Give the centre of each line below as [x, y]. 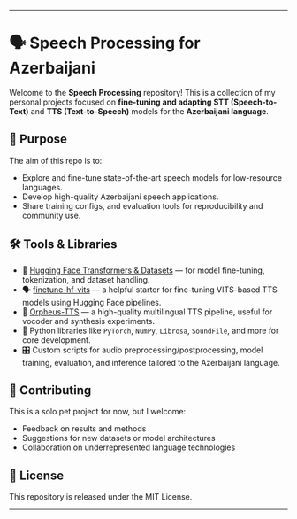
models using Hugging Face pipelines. [91, 302]
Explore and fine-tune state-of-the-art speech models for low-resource [152, 177]
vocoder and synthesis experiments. [88, 321]
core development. [56, 340]
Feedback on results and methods [84, 429]
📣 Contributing [50, 390]
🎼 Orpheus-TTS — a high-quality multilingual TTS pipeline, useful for [147, 312]
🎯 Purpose [38, 139]
